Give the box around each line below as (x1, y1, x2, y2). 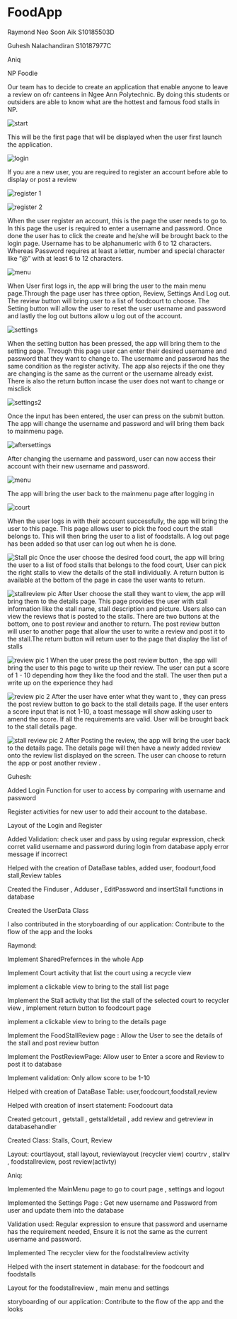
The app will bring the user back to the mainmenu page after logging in (7, 489, 214, 498)
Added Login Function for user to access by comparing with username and (7, 786, 226, 795)
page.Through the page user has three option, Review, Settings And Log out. (7, 288, 231, 298)
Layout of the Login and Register (7, 821, 103, 829)
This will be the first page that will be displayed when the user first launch (7, 133, 222, 141)
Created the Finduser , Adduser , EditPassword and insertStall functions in (7, 885, 224, 893)
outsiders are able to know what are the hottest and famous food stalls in (7, 97, 220, 106)
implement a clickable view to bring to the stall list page (7, 982, 170, 991)
